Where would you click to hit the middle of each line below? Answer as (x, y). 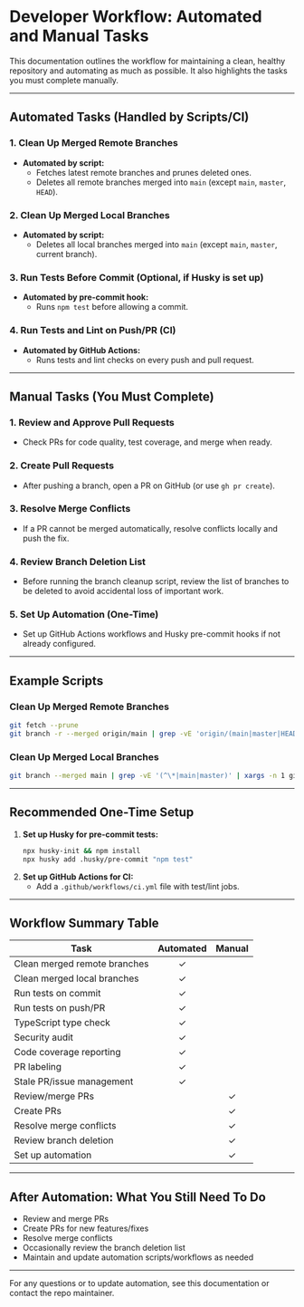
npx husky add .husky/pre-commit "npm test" (108, 859)
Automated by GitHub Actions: (81, 350)
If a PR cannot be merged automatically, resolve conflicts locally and (150, 528)
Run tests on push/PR (60, 1008)
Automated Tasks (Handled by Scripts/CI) (129, 117)
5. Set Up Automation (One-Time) (84, 615)
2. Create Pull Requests (62, 466)
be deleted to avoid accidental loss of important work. (123, 591)
